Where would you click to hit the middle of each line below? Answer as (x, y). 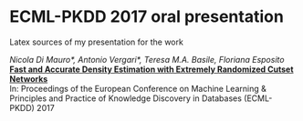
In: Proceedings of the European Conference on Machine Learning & (138, 88)
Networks (29, 78)
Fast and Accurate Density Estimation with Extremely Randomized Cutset (151, 69)
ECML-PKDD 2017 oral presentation (147, 17)
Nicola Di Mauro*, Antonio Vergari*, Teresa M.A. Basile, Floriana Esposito (147, 59)
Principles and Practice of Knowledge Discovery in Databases (125, 98)
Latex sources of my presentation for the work (97, 42)
